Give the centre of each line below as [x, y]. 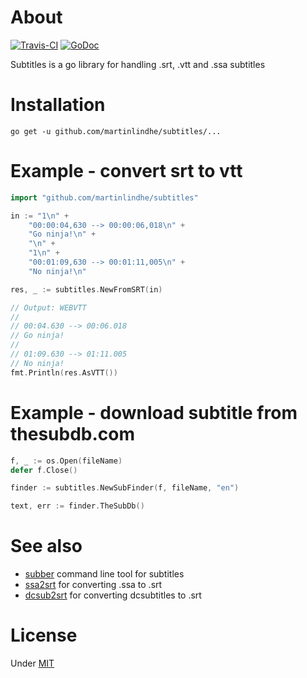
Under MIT [32, 663]
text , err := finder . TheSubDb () [77, 506]
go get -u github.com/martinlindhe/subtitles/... [116, 131]
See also [46, 546]
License [44, 635]
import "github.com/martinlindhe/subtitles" [104, 197]
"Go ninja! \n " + [62, 234]
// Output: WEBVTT [48, 307]
